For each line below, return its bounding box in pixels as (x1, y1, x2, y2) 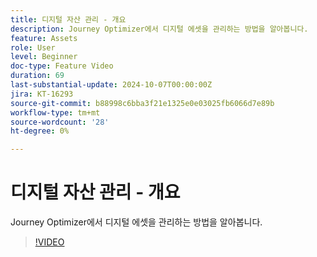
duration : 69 (10, 71, 65, 81)
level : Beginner (10, 52, 78, 62)
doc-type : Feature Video (10, 61, 114, 71)
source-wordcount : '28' (10, 117, 110, 127)
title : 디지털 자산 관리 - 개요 (10, 14, 127, 25)
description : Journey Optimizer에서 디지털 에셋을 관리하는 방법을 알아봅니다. (10, 24, 309, 34)
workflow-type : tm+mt (10, 107, 101, 118)
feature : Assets (10, 33, 78, 43)
